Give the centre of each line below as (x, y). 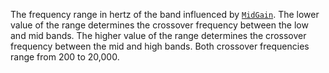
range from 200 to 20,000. (65, 57)
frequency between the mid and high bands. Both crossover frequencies (160, 46)
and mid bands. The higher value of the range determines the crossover (158, 35)
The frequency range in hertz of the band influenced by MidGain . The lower (165, 14)
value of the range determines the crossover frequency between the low (159, 25)
